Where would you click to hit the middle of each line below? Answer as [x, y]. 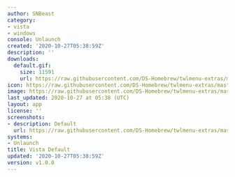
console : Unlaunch [34, 40]
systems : [20, 137]
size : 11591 [37, 72]
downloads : [23, 59]
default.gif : [33, 66]
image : [17, 91]
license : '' [24, 111]
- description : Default [42, 124]
